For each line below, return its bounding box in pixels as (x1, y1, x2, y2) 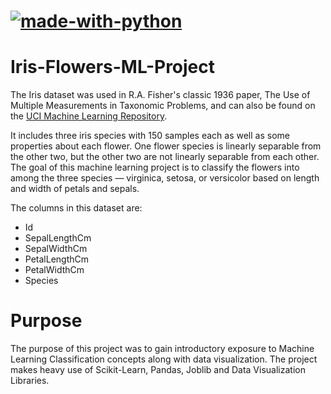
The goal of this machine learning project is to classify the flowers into (10, 161, 300, 174)
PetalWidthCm (24, 264, 85, 276)
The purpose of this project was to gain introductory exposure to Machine (10, 343, 315, 355)
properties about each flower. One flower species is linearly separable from (10, 140, 322, 152)
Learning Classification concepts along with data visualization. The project (10, 353, 318, 365)
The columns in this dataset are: (10, 202, 143, 214)
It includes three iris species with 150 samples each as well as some (10, 130, 290, 142)
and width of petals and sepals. (10, 183, 140, 195)
